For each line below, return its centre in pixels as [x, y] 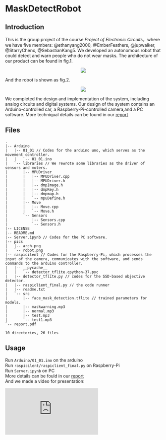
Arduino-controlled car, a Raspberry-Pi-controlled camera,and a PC [74, 109]
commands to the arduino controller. [44, 263]
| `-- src [17, 293]
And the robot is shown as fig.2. [38, 80]
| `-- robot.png [24, 250]
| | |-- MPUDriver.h [35, 181]
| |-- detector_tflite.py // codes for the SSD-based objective [75, 276]
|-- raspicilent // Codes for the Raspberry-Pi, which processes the [79, 255]
